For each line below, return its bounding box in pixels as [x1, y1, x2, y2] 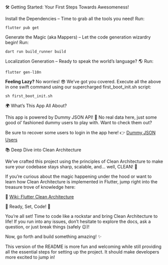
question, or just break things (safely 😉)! [5, 224, 90, 229]
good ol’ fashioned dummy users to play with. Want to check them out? [5, 120, 152, 125]
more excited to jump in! [5, 254, 55, 260]
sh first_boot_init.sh [5, 94, 53, 99]
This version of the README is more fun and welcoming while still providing [5, 243, 162, 249]
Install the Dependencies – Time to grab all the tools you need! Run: [5, 16, 144, 22]
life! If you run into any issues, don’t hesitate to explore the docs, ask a [5, 218, 151, 224]
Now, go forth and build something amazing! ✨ [5, 233, 102, 239]
